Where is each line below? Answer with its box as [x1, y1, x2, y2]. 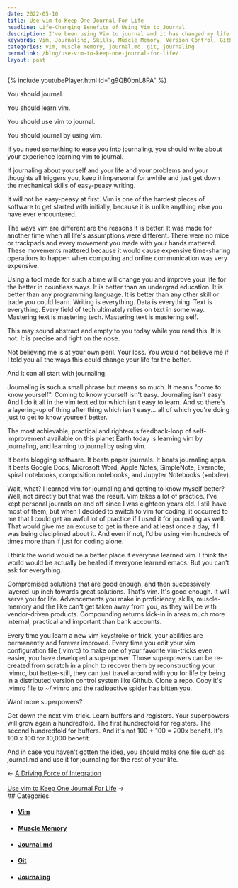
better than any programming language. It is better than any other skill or [7, 290, 220, 299]
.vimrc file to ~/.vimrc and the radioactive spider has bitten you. [7, 684, 193, 692]
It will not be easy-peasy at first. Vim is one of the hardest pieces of [7, 194, 205, 203]
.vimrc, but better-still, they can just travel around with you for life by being [7, 668, 225, 677]
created [7, 661, 30, 670]
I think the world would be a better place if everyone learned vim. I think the [7, 550, 228, 559]
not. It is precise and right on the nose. [7, 334, 120, 343]
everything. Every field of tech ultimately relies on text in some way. [7, 305, 205, 313]
